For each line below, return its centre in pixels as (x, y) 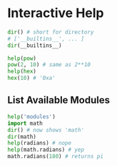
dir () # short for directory (51, 32)
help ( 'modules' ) (31, 116)
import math (25, 123)
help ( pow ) (22, 58)
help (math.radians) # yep (46, 150)
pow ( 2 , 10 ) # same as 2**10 (49, 65)
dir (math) (22, 137)
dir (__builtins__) (35, 45)
